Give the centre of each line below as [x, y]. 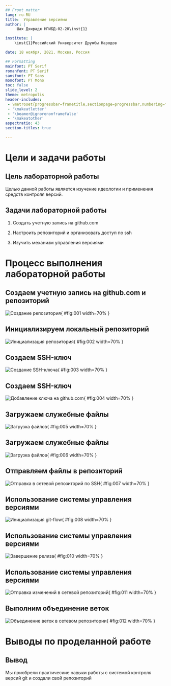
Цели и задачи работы [55, 158]
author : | [16, 24]
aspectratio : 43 [22, 123]
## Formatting [20, 61]
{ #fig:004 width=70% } [109, 398]
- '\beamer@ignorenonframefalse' [43, 114]
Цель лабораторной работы [52, 177]
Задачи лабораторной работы [56, 210]
